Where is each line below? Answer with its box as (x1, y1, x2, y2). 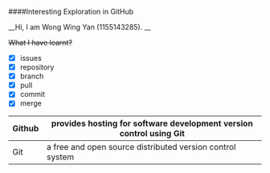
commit (19, 90, 46, 99)
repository (19, 62, 55, 72)
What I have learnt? (8, 38, 72, 47)
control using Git (119, 128, 185, 139)
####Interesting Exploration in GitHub (8, 7, 134, 16)
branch (19, 71, 44, 81)
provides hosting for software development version (51, 118, 253, 129)
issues (19, 54, 42, 62)
